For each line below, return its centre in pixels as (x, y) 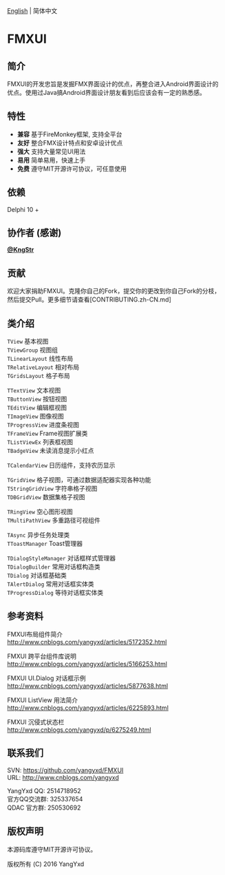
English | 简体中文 (32, 11)
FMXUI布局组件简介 (35, 634)
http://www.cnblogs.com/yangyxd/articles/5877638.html (88, 686)
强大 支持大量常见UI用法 (51, 151)
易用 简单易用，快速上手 (51, 160)
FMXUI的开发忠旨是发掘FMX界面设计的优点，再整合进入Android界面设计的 (113, 84)
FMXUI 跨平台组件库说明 (42, 656)
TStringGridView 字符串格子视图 (52, 489)
